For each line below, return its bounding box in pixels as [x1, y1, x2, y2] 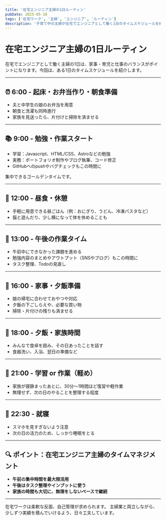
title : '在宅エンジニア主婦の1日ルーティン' [5, 7, 86, 12]
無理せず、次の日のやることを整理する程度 [12, 389, 99, 395]
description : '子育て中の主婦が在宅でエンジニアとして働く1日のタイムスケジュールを [5, 21, 160, 26]
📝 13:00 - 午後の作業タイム [5, 235, 87, 243]
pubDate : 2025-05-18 [5, 12, 48, 17]
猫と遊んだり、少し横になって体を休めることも [12, 214, 108, 220]
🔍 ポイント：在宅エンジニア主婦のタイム [5, 450, 130, 459]
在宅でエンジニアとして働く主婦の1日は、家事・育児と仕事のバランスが [5, 61, 150, 67]
